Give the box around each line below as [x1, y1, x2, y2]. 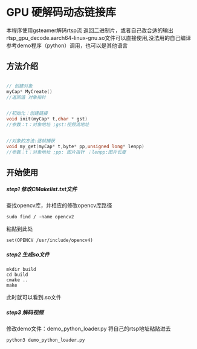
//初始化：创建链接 [6, 110, 48, 117]
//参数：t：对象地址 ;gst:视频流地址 [6, 122, 89, 128]
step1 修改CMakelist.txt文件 [6, 185, 77, 192]
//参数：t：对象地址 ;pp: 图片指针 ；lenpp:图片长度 [6, 149, 126, 155]
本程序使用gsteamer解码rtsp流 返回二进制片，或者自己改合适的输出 [6, 27, 174, 34]
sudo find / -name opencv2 [6, 214, 74, 220]
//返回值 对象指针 [6, 94, 47, 100]
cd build [6, 272, 28, 278]
